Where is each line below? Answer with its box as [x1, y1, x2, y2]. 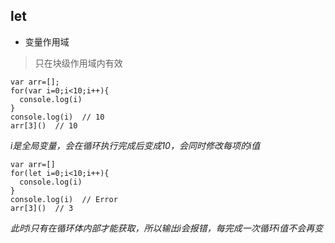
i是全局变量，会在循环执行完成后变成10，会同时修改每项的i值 [10, 139, 261, 151]
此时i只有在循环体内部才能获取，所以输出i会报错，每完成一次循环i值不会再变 [10, 222, 324, 234]
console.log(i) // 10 [10, 112, 105, 122]
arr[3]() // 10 [10, 120, 78, 131]
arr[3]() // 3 [10, 203, 74, 213]
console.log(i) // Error [10, 194, 118, 204]
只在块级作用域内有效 [34, 57, 123, 69]
